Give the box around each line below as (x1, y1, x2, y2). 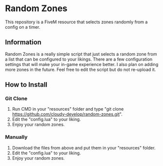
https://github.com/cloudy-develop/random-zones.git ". (12, 111, 123, 117)
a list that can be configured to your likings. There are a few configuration (5, 56, 153, 62)
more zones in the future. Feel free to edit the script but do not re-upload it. (5, 66, 156, 72)
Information (5, 38, 42, 47)
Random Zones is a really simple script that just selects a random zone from (5, 51, 157, 57)
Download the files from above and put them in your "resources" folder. (12, 145, 156, 150)
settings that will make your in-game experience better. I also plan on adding (5, 61, 159, 67)
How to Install (5, 81, 48, 89)
